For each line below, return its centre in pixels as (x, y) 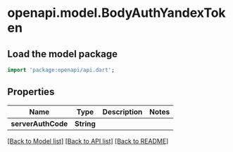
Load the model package (63, 54)
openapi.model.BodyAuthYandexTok (117, 13)
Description (122, 112)
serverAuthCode (39, 123)
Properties (31, 92)
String (86, 123)
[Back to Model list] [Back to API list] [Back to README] (88, 141)
